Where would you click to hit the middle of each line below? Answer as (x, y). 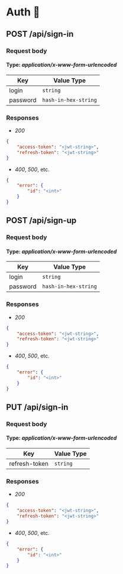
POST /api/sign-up (41, 220)
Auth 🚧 (23, 12)
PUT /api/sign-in (37, 407)
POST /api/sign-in (40, 34)
